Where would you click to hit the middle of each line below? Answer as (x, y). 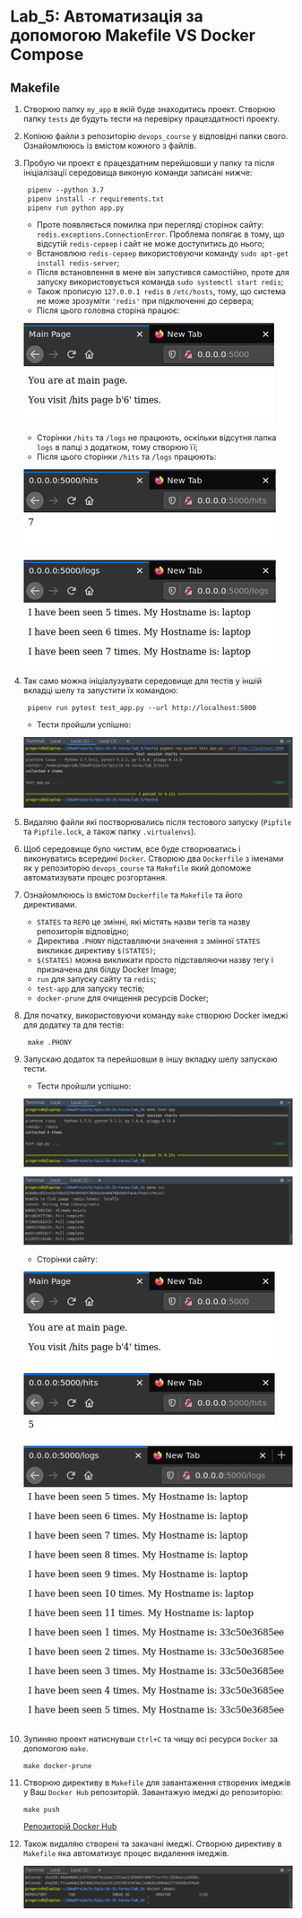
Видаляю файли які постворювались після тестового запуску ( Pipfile (157, 821)
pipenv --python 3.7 (65, 190)
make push (42, 1810)
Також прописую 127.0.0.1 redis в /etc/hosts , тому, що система (161, 291)
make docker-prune (57, 1766)
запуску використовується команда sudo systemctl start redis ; (160, 282)
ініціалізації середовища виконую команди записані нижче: (138, 173)
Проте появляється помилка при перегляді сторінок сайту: (150, 225)
